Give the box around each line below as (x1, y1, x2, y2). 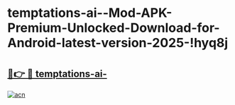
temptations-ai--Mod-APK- (7, 5, 173, 21)
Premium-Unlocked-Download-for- (7, 20, 220, 36)
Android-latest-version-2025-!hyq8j (7, 35, 229, 51)
